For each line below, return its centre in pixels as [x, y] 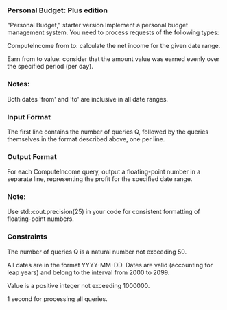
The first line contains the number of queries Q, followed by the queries [108, 132]
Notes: [19, 84]
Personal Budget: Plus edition [58, 10]
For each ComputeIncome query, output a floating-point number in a [104, 172]
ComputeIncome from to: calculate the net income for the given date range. [114, 46]
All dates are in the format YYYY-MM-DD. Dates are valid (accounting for [110, 265]
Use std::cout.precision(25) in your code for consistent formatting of [104, 212]
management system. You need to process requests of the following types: [113, 32]
